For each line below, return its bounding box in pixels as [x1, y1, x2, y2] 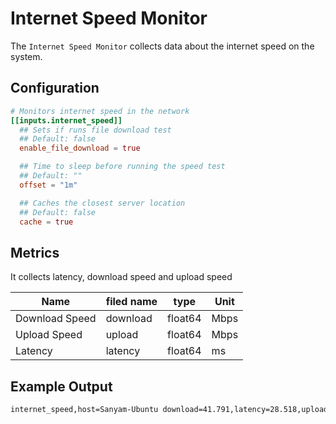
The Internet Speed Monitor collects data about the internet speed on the [10, 40, 315, 52]
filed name [105, 295, 158, 309]
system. [10, 50, 43, 62]
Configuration [10, 80, 100, 97]
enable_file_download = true [19, 143, 141, 154]
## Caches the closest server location [19, 198, 186, 208]
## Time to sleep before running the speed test [19, 162, 226, 172]
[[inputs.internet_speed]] [10, 115, 123, 126]
